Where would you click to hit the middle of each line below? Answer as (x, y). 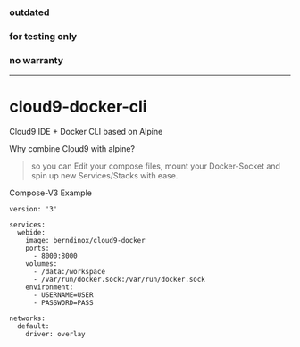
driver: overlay (56, 335)
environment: (50, 287)
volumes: (42, 264)
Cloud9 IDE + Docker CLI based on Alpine (86, 132)
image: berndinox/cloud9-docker (85, 241)
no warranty (37, 60)
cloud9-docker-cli (78, 107)
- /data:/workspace (69, 272)
